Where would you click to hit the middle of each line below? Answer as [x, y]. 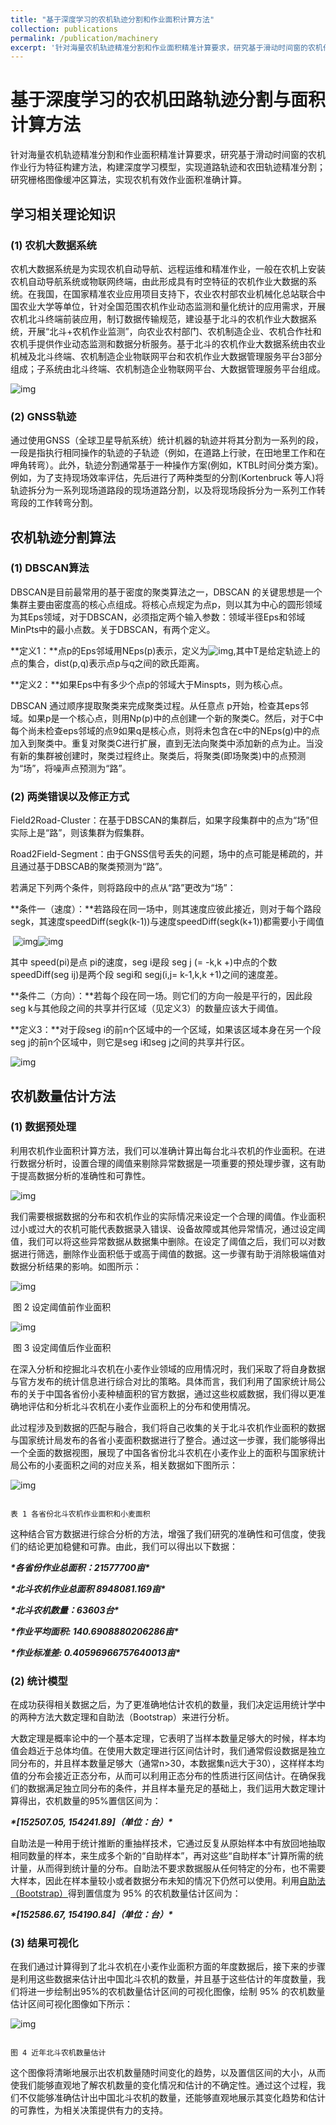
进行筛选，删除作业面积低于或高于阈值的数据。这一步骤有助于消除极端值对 [172, 1253]
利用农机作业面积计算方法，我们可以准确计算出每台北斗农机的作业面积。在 [163, 1150]
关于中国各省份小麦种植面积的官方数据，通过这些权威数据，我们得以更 [172, 1393]
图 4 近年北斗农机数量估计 [58, 2053]
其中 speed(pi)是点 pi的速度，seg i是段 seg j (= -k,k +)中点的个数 [144, 962]
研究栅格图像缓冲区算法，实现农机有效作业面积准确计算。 [128, 180]
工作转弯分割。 [67, 503]
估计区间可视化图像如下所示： [71, 2004]
